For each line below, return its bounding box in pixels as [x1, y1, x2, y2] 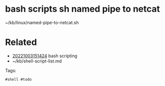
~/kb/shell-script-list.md [12, 58, 62, 64]
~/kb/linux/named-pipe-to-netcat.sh [5, 20, 79, 25]
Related [5, 37, 37, 48]
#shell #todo [5, 77, 32, 82]
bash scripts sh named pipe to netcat [5, 3, 160, 15]
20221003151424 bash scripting [12, 53, 78, 59]
